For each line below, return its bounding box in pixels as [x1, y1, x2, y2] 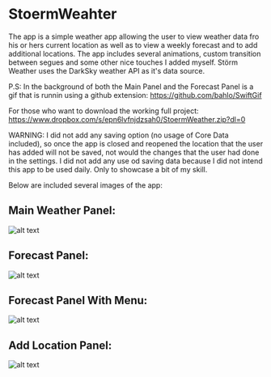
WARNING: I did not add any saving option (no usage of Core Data [8, 130, 229, 140]
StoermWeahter [8, 5, 117, 23]
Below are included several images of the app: [8, 180, 163, 190]
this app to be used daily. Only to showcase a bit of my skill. [8, 164, 208, 174]
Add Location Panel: [8, 338, 112, 352]
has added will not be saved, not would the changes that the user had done [8, 147, 260, 157]
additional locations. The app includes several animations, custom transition [8, 49, 261, 58]
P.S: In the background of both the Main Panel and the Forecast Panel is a [8, 82, 254, 91]
